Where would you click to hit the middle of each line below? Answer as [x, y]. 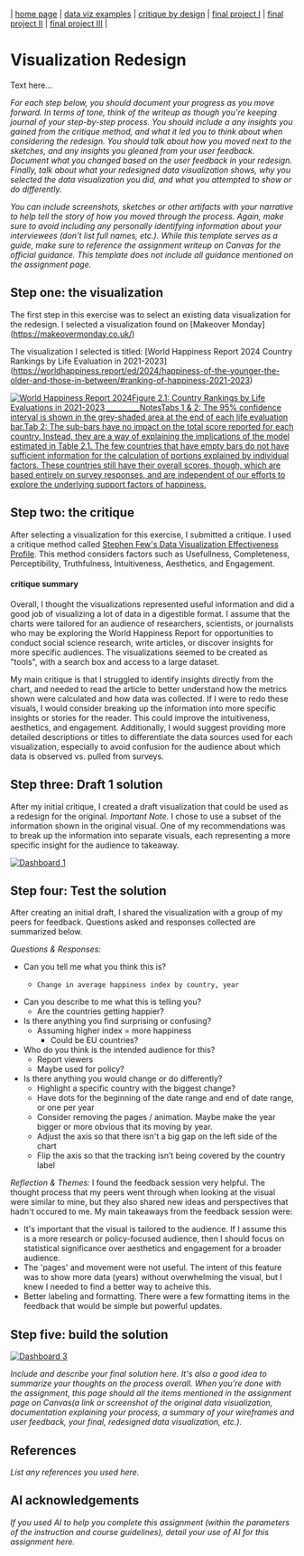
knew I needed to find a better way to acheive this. [117, 1287]
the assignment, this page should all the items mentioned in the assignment [151, 1393]
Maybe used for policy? [80, 1069]
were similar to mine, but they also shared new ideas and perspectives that [149, 1202]
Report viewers [65, 1059]
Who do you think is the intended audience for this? [119, 1050]
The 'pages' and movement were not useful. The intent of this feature [152, 1267]
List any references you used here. [75, 1472]
